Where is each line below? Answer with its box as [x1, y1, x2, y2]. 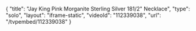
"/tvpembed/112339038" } [5, 18, 72, 25]
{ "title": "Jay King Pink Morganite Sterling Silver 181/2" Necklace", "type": [5, 5, 191, 12]
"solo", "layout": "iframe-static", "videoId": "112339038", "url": [5, 12, 162, 19]
